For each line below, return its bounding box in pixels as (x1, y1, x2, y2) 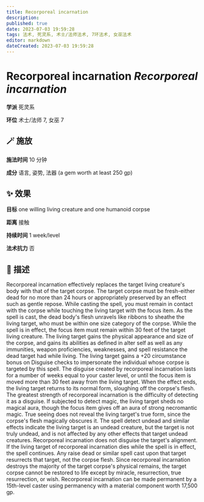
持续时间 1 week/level (6, 231, 60, 239)
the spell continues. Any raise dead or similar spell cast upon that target (6, 449, 187, 457)
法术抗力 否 (6, 245, 35, 252)
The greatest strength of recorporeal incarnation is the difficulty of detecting (6, 391, 199, 399)
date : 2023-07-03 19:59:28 (6, 26, 75, 32)
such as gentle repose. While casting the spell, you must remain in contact (6, 300, 193, 308)
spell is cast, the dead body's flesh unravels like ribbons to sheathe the (6, 313, 185, 321)
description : (6, 15, 40, 21)
